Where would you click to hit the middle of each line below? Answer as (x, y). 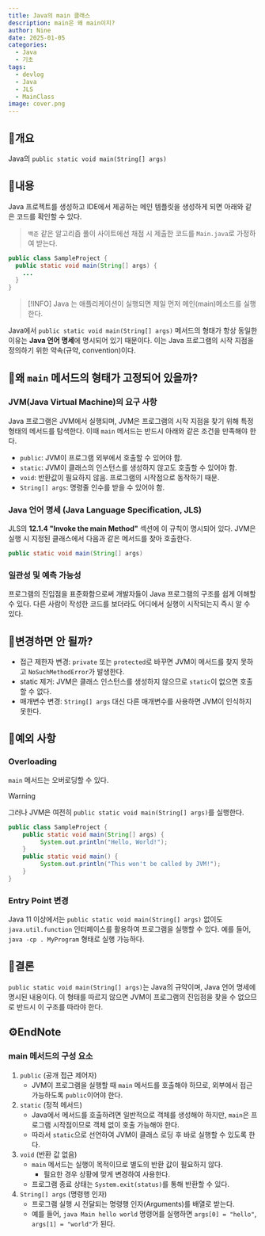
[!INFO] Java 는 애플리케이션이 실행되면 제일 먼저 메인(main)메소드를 (134, 304)
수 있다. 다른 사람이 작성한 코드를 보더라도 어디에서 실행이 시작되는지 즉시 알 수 (129, 604)
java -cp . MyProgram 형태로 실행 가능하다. (76, 939)
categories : (28, 45)
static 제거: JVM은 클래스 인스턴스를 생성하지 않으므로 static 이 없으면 (129, 681)
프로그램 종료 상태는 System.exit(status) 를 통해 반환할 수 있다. (131, 1184)
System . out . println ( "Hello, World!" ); (104, 842)
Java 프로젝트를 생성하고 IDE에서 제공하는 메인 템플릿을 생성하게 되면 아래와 (126, 206)
